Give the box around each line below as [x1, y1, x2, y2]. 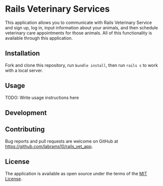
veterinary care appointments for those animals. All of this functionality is [5, 30, 152, 36]
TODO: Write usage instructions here [5, 94, 79, 101]
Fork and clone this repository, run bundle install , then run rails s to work [5, 62, 158, 68]
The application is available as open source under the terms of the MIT [5, 170, 147, 176]
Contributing [5, 125, 45, 134]
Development [5, 108, 47, 117]
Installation [5, 49, 40, 58]
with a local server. [5, 67, 43, 73]
